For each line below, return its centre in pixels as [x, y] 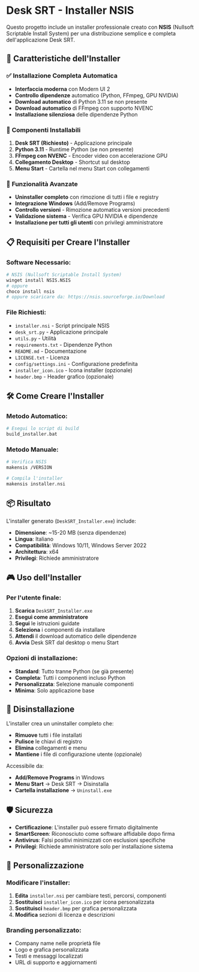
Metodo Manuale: [32, 449]
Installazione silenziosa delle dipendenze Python [76, 114]
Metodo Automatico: [37, 416]
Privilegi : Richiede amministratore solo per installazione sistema [94, 847]
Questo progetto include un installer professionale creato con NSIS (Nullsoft [100, 27]
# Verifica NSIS [26, 462]
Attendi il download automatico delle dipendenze [76, 636]
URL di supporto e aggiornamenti [56, 962]
